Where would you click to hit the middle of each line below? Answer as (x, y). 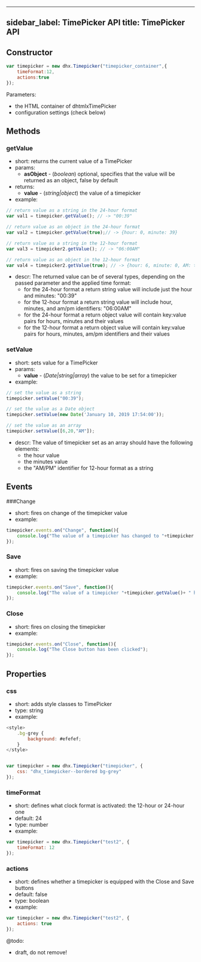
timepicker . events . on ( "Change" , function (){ (63, 530)
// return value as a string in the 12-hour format (72, 243)
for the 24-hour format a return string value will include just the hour (108, 289)
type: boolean (32, 901)
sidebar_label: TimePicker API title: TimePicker (96, 22)
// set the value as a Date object (51, 409)
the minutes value (46, 462)
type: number (32, 825)
